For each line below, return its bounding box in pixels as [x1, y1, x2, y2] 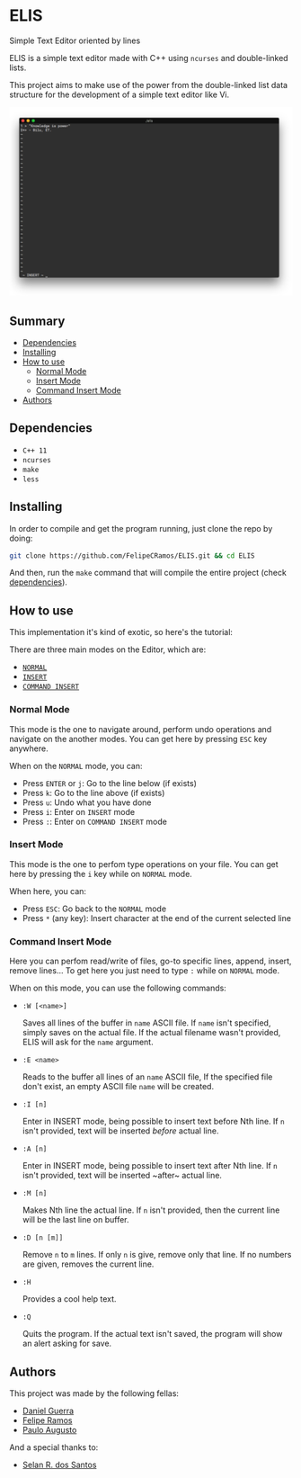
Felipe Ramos [22, 1414, 73, 1426]
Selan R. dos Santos [22, 1459, 97, 1470]
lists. [9, 62, 27, 73]
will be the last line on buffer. [22, 1214, 129, 1225]
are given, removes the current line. [22, 1259, 155, 1269]
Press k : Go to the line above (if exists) [22, 787, 165, 798]
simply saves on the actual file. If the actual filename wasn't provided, [22, 1027, 281, 1038]
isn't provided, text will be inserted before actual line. [22, 1125, 219, 1136]
